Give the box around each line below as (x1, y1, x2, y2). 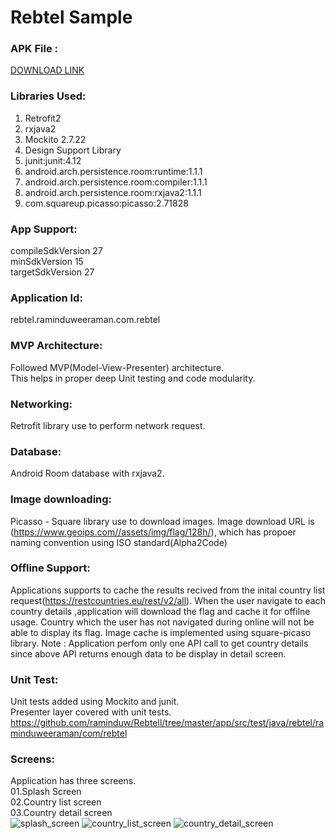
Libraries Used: (10, 89, 87, 103)
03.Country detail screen (10, 807, 113, 819)
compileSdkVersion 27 (10, 245, 103, 257)
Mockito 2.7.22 (24, 133, 87, 145)
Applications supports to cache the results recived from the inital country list (10, 584, 326, 596)
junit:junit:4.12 (24, 154, 82, 166)
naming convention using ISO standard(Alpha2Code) (10, 536, 228, 548)
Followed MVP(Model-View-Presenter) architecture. (10, 361, 225, 373)
